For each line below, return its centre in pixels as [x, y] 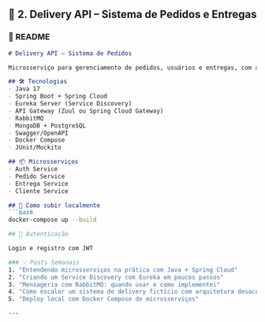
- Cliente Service [38, 191]
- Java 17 [24, 89]
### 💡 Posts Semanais [44, 262]
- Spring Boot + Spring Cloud [58, 96]
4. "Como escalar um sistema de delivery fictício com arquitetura [121, 292]
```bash [21, 213]
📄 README [29, 37]
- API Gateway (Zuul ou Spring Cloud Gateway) [86, 111]
